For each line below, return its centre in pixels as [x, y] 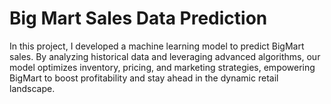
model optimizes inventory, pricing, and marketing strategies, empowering [162, 67]
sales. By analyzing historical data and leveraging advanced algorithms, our [165, 56]
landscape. [32, 88]
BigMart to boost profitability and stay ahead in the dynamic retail [144, 78]
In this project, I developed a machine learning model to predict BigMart [157, 46]
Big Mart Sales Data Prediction [138, 18]
